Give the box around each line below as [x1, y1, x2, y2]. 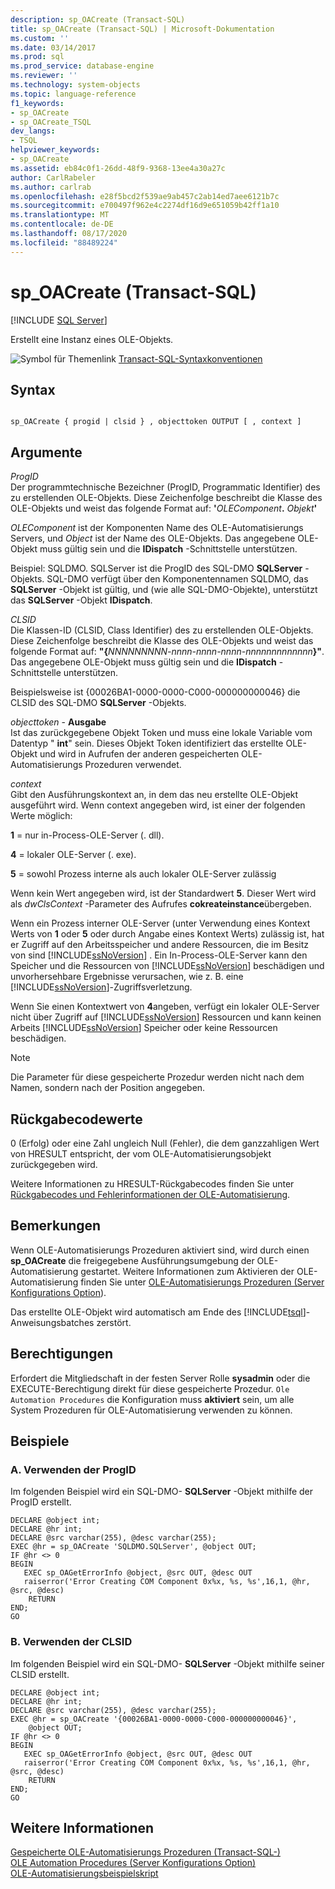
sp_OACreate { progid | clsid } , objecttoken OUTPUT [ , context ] [10, 417, 302, 427]
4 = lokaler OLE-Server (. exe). [10, 849, 137, 861]
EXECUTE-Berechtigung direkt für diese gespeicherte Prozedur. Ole [10, 1382, 290, 1395]
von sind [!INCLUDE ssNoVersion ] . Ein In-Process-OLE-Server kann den [10, 949, 308, 961]
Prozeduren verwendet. [84, 759, 182, 771]
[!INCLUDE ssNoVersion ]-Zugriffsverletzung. [10, 981, 193, 993]
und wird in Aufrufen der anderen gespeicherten [39, 748, 240, 760]
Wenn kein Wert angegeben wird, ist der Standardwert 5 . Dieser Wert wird [10, 887, 317, 900]
